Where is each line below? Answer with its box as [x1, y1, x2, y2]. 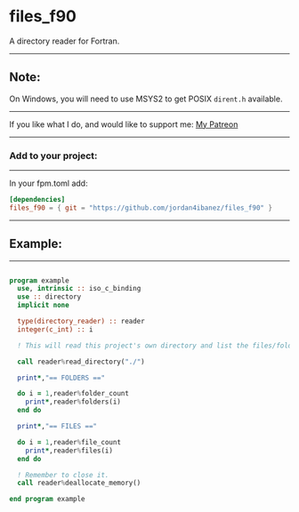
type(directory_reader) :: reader [17, 317, 145, 326]
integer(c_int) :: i [17, 324, 93, 334]
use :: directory [17, 292, 82, 301]
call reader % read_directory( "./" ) [17, 357, 145, 366]
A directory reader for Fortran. [9, 36, 120, 46]
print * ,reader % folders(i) [25, 397, 122, 406]
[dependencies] [9, 196, 66, 204]
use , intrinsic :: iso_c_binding [17, 284, 141, 293]
